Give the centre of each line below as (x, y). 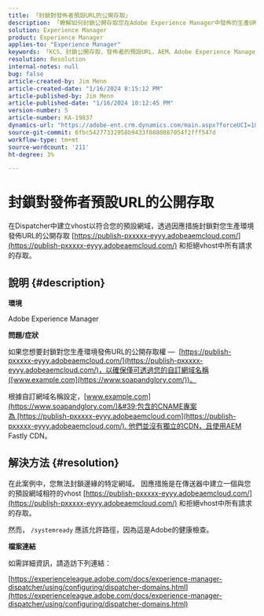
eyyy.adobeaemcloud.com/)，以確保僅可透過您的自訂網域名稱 (109, 370)
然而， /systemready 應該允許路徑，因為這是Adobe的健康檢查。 (111, 529)
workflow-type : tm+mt (44, 140)
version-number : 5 (38, 111)
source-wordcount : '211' (49, 147)
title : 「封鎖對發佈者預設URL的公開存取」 (70, 15)
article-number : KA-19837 (50, 118)
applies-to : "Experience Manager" (65, 45)
